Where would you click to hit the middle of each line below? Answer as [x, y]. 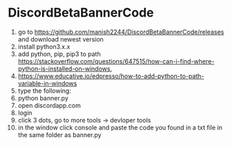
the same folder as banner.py [59, 135]
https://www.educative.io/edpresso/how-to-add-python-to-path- [111, 76]
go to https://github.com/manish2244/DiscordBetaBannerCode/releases [121, 32]
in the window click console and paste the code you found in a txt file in [120, 127]
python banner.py [43, 98]
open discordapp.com [49, 105]
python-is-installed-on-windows [64, 69]
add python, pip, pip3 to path [59, 54]
